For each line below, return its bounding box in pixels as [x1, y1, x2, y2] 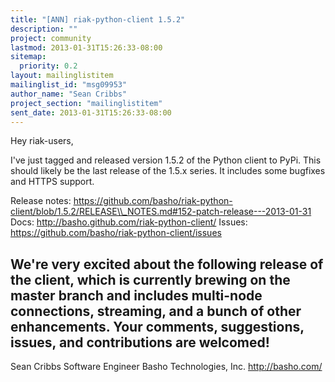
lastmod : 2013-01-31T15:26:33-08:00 [10, 42, 163, 53]
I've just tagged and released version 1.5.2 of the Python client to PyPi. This [10, 154, 322, 166]
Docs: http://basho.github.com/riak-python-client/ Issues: [10, 216, 248, 228]
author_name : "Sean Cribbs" [10, 89, 128, 99]
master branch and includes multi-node [10, 287, 263, 304]
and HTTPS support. [10, 176, 95, 188]
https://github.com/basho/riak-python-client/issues [10, 227, 222, 239]
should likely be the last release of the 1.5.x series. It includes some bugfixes [10, 165, 326, 177]
